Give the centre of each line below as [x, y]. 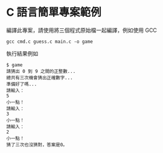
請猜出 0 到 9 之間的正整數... [41, 71]
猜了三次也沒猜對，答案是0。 [37, 145]
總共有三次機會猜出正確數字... [40, 78]
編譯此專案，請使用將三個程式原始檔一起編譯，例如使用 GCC [81, 30]
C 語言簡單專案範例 [54, 12]
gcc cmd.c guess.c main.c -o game [50, 42]
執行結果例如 [22, 53]
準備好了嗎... [22, 84]
